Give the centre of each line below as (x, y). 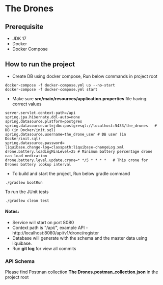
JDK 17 (19, 38)
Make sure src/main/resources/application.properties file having (79, 98)
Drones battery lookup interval (38, 164)
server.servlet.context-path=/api (41, 113)
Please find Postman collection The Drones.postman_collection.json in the (82, 272)
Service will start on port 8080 (43, 223)
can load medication (26, 156)
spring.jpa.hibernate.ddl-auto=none (42, 117)
